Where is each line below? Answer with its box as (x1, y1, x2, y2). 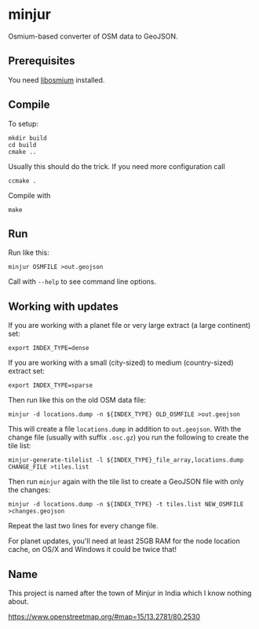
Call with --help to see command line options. (8, 277, 157, 286)
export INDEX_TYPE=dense (8, 344, 89, 352)
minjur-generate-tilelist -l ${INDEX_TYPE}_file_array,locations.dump (8, 456, 244, 465)
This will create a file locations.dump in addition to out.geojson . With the (8, 425, 242, 434)
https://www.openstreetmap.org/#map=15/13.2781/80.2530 (8, 612, 201, 621)
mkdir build (8, 134, 47, 142)
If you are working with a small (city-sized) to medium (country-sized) (8, 358, 234, 367)
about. (8, 597, 29, 606)
